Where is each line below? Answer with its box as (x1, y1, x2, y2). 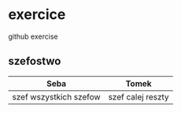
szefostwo (8, 55, 61, 68)
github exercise (8, 32, 58, 41)
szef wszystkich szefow (12, 91, 101, 102)
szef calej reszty (108, 91, 169, 102)
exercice (8, 6, 66, 24)
